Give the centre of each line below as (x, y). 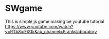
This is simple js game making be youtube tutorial (55, 21)
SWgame (24, 8)
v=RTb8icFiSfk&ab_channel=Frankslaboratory (51, 31)
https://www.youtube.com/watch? (39, 26)
